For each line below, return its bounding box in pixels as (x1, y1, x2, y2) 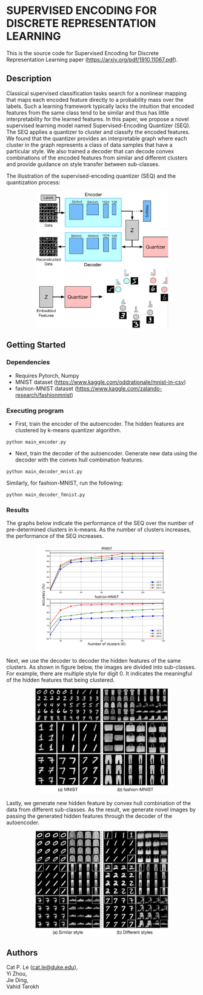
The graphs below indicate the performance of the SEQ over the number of (6, 520, 194, 527)
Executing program (6, 406, 64, 415)
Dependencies (6, 358, 50, 367)
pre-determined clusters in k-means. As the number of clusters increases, (6, 526, 191, 534)
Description (6, 73, 52, 84)
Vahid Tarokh (6, 983, 39, 990)
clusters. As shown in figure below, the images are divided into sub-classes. (6, 663, 196, 671)
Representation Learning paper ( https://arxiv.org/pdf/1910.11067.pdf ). (6, 56, 178, 63)
